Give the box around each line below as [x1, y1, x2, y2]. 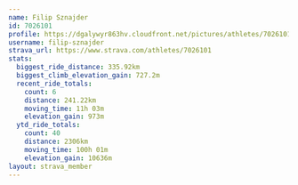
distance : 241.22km [24, 95, 97, 105]
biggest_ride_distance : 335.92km [16, 63, 141, 72]
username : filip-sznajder [8, 37, 104, 47]
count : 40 [24, 129, 61, 138]
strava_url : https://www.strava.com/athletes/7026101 [8, 46, 213, 55]
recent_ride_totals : [16, 79, 93, 88]
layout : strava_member [8, 162, 93, 171]
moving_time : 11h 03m [24, 104, 104, 113]
